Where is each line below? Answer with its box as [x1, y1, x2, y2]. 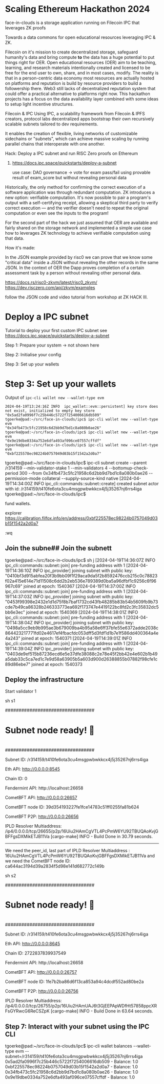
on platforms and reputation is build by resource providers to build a [5, 80, 142, 86]
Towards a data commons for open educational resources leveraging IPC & [5, 34, 156, 40]
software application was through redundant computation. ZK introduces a [5, 189, 155, 195]
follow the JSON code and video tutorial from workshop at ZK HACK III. [5, 294, 148, 300]
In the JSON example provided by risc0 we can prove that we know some [5, 254, 153, 260]
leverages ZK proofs [5, 25, 46, 30]
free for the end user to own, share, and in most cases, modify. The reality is [5, 70, 159, 75]
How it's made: [5, 245, 36, 250]
